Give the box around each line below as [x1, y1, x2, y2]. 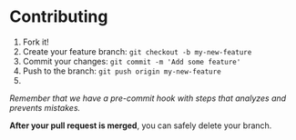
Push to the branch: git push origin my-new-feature [22, 65, 221, 76]
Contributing [9, 6, 108, 27]
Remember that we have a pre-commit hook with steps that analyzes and [9, 93, 287, 104]
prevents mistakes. [9, 102, 81, 113]
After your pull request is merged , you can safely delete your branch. [9, 120, 272, 131]
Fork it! [22, 36, 50, 47]
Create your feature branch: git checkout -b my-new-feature [22, 45, 252, 56]
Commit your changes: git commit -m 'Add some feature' [22, 55, 241, 66]
